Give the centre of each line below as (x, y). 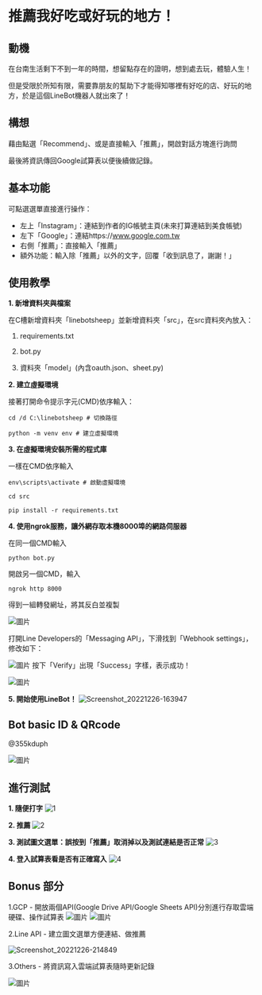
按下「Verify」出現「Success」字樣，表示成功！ (111, 665)
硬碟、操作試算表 (36, 917)
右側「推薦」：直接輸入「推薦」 (70, 245)
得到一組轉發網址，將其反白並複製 (64, 605)
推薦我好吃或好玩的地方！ (92, 16)
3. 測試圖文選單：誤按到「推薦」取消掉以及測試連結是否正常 (106, 842)
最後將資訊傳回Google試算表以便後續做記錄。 (83, 161)
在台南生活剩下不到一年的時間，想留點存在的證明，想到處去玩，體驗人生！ (130, 69)
